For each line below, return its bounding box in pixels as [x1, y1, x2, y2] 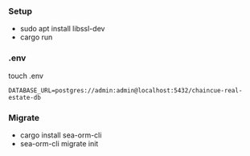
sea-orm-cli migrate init [19, 138, 99, 148]
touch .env [8, 71, 44, 80]
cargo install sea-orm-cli [19, 130, 102, 140]
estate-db [8, 93, 42, 101]
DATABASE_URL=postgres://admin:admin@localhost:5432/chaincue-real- [8, 86, 243, 94]
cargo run [19, 32, 53, 42]
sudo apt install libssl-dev [19, 24, 105, 34]
